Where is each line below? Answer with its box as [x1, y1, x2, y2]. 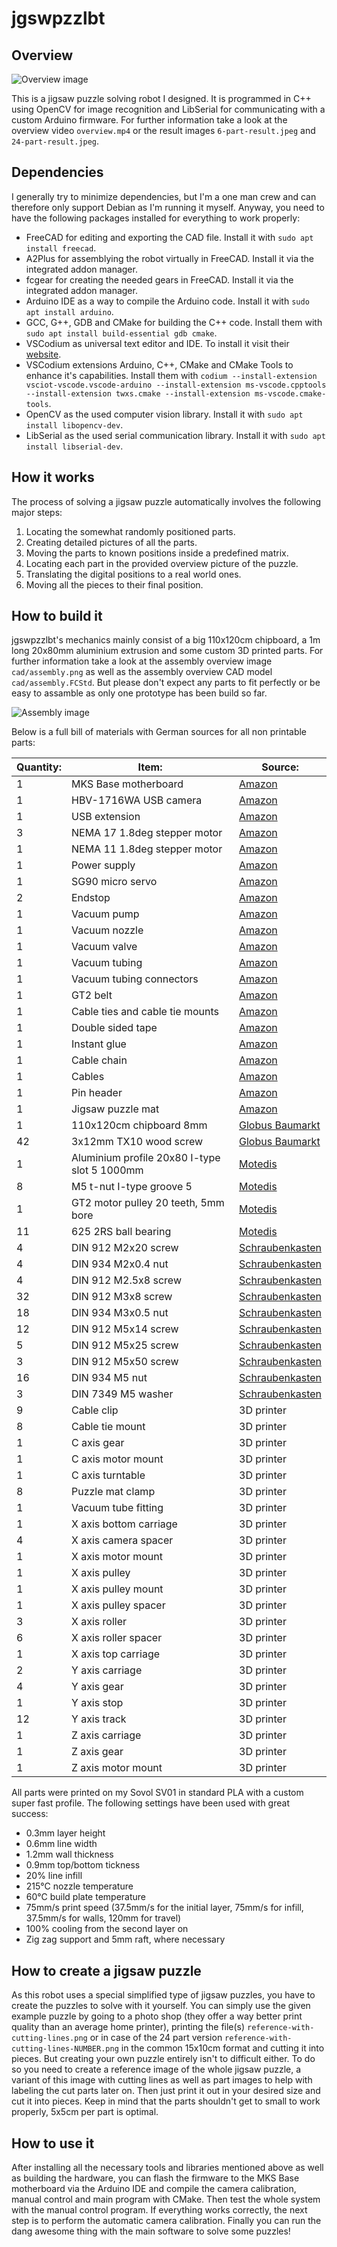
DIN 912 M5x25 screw [70, 1338, 179, 1352]
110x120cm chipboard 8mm [70, 1118, 208, 1132]
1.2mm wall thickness [25, 1848, 114, 1861]
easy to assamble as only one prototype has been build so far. [11, 687, 268, 699]
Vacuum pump [70, 907, 140, 921]
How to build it [11, 608, 103, 625]
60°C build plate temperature [25, 1891, 146, 1903]
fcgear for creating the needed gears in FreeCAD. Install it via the [25, 273, 294, 286]
